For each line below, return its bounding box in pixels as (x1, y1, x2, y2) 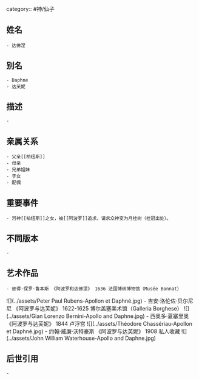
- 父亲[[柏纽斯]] (6, 154, 46, 160)
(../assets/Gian (6, 312, 43, 320)
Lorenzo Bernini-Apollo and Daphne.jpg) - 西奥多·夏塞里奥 (44, 312, 189, 320)
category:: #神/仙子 (6, 5, 55, 12)
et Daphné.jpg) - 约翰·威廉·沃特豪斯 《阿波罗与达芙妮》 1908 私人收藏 (6, 328, 180, 335)
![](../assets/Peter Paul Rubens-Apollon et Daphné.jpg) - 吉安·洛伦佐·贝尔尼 (6, 297, 194, 304)
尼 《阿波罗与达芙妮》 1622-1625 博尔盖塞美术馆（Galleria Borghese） (6, 304, 183, 312)
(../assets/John (6, 334, 44, 342)
